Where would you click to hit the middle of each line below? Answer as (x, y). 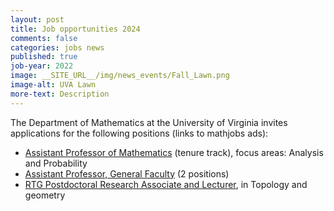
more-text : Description (60, 94)
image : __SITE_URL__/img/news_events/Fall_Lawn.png (120, 76)
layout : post (37, 19)
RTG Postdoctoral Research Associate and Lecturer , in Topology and (166, 184)
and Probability (56, 163)
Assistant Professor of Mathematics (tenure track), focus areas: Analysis (174, 152)
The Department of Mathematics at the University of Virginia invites (149, 122)
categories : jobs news (57, 47)
